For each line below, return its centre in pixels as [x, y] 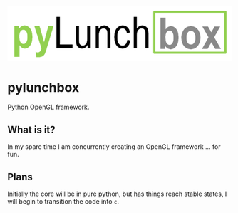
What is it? [31, 129]
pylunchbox [43, 87]
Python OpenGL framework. [48, 107]
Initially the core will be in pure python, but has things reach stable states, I [117, 194]
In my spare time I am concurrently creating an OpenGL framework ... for [114, 147]
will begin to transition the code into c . [63, 202]
